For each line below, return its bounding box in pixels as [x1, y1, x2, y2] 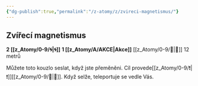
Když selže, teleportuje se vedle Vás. [63, 73, 154, 80]
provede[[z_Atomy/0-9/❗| [132, 64, 193, 71]
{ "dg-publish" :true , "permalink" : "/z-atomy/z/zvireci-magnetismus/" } [6, 8, 179, 15]
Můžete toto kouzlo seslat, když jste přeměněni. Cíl [6, 64, 131, 71]
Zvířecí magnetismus [6, 31, 87, 41]
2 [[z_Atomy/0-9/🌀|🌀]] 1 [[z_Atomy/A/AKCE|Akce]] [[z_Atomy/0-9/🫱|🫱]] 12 [6, 46, 190, 53]
